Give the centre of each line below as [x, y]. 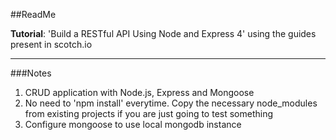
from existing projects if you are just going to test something [149, 113]
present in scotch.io [51, 44]
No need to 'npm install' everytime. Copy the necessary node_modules [171, 103]
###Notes [31, 73]
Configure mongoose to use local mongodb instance [133, 124]
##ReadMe [33, 14]
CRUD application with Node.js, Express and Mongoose [139, 92]
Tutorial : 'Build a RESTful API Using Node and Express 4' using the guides [163, 33]
